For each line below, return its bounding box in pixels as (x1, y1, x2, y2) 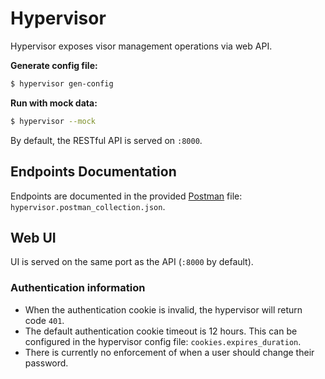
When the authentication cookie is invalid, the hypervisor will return (24, 303, 303, 316)
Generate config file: (10, 59, 98, 71)
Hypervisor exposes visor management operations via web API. (10, 40, 273, 52)
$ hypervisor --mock (10, 116, 97, 126)
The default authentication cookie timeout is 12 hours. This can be (24, 325, 298, 337)
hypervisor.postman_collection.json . (10, 200, 166, 212)
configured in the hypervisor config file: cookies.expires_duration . (24, 335, 302, 347)
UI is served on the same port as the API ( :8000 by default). (10, 256, 254, 268)
